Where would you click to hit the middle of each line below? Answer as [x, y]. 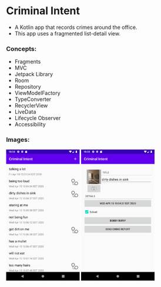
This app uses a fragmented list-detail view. [67, 33]
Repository [28, 87]
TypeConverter [33, 99]
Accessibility [30, 125]
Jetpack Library [34, 74]
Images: [18, 140]
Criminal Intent [43, 11]
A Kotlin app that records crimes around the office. [76, 27]
